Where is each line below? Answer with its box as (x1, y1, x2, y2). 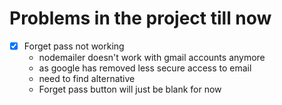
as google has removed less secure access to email (38, 62, 252, 74)
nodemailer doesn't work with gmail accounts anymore (38, 52, 266, 63)
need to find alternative (38, 73, 136, 84)
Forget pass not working (23, 40, 125, 52)
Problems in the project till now (9, 7, 272, 30)
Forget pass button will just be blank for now (38, 83, 222, 95)
